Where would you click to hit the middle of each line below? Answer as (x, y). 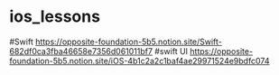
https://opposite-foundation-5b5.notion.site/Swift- (129, 42)
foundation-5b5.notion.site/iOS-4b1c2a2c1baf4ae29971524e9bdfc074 (139, 61)
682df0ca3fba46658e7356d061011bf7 (81, 51)
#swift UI (171, 51)
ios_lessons (55, 17)
